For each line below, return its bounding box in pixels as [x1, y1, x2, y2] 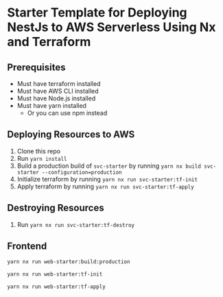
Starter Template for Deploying [7, 5, 187, 21]
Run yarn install [16, 154, 67, 162]
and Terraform [7, 34, 91, 49]
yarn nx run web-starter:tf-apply [7, 283, 106, 290]
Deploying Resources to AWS [7, 129, 135, 140]
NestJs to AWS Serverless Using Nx [7, 19, 216, 35]
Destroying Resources [7, 202, 104, 214]
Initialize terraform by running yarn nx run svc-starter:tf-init [16, 175, 198, 183]
